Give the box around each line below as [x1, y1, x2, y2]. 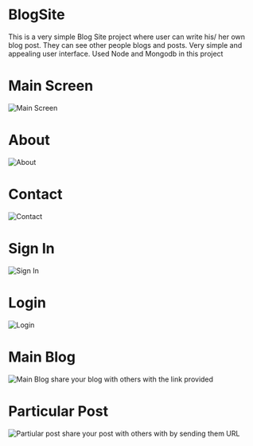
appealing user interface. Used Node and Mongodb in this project [8, 49, 224, 58]
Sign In [8, 239, 55, 257]
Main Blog [8, 348, 76, 366]
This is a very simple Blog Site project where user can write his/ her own [8, 32, 245, 41]
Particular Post [8, 402, 109, 420]
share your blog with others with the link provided [50, 374, 213, 384]
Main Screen [8, 77, 94, 95]
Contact [8, 186, 63, 203]
